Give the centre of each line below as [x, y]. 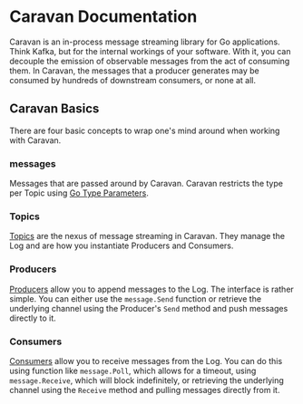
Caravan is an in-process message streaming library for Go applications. [145, 42]
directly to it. [33, 318]
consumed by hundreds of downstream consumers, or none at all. [133, 80]
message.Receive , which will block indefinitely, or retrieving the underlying [147, 380]
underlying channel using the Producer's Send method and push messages [149, 308]
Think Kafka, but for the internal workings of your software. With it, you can [150, 51]
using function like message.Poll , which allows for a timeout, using [133, 370]
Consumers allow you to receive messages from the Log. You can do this [146, 361]
